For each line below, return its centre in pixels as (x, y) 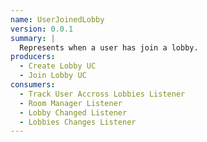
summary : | (33, 38)
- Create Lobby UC (58, 66)
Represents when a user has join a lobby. (109, 47)
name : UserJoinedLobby (57, 19)
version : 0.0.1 (42, 29)
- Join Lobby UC (53, 76)
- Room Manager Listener (71, 103)
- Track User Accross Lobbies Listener (102, 94)
